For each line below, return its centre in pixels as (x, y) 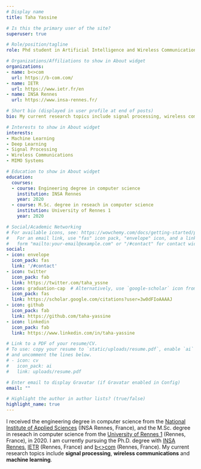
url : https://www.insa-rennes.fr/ (54, 100)
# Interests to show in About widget (53, 127)
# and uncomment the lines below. (49, 355)
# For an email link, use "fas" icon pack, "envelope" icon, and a (95, 238)
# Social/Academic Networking (44, 227)
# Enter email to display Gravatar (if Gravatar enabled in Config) (93, 382)
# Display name (25, 12)
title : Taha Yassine (32, 17)
